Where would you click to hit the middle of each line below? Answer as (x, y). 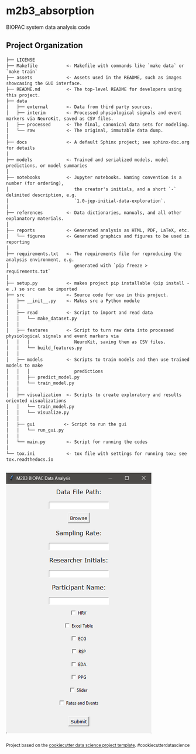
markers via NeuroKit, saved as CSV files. (60, 119)
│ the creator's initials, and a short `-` (91, 189)
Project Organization (44, 46)
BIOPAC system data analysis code (48, 27)
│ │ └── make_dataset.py (42, 319)
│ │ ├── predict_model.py (43, 377)
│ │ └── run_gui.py (35, 430)
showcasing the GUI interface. (44, 83)
